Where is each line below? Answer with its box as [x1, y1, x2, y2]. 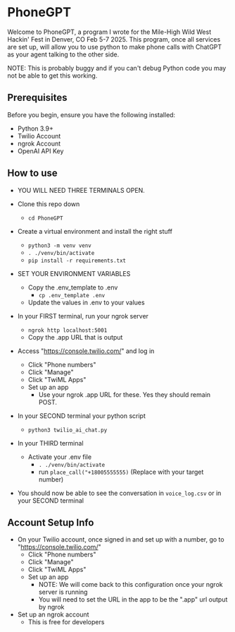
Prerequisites [7, 92, 68, 104]
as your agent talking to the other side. [7, 50, 120, 59]
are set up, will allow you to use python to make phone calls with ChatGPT [7, 42, 222, 51]
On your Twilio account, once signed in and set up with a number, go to [17, 535, 224, 544]
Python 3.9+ [17, 124, 54, 133]
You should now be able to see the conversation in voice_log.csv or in [17, 489, 222, 497]
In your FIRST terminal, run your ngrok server [17, 311, 149, 320]
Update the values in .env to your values [27, 298, 146, 306]
